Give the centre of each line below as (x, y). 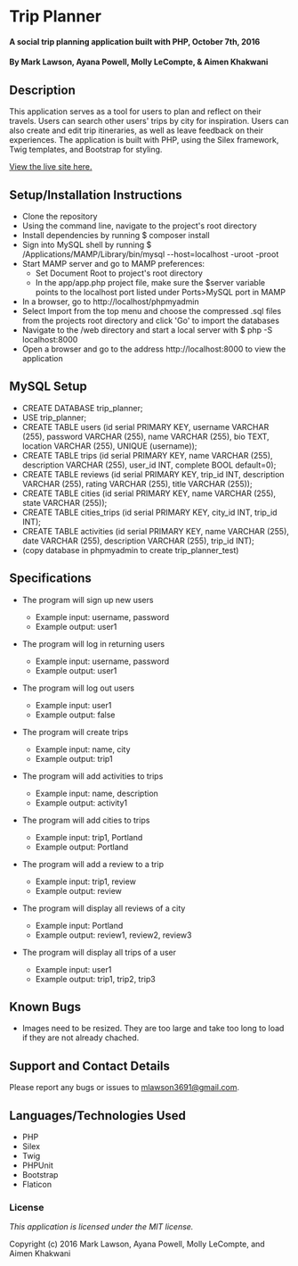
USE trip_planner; (54, 418)
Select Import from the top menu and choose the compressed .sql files (152, 311)
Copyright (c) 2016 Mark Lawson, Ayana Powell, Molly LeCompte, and (137, 1244)
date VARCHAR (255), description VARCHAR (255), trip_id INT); (138, 541)
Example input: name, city (83, 749)
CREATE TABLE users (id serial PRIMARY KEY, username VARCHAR (145, 426)
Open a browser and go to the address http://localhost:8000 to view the (154, 349)
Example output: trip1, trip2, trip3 (95, 979)
